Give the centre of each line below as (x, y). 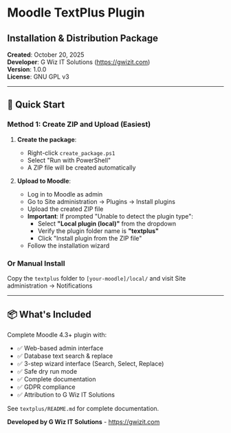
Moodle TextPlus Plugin (76, 13)
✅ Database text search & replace (65, 356)
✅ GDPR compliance (46, 387)
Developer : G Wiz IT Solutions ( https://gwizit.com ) (79, 62)
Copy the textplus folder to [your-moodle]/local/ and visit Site (97, 278)
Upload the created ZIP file (65, 209)
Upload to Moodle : (44, 181)
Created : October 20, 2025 (46, 54)
